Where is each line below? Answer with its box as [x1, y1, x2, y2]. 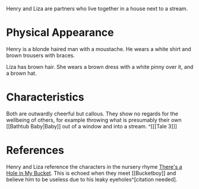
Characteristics [6, 90, 84, 104]
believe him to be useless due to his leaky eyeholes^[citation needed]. [6, 175, 178, 183]
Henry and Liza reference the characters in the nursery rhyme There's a [6, 163, 182, 170]
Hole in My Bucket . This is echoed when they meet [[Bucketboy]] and [6, 169, 176, 177]
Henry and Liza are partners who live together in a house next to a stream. [6, 5, 188, 12]
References [6, 144, 64, 157]
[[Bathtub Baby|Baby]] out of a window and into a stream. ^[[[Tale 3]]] [6, 122, 177, 130]
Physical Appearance [6, 26, 114, 39]
